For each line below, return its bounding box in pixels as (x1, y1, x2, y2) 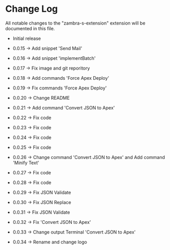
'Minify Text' (12, 160, 39, 166)
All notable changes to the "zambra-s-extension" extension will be (5, 20, 146, 26)
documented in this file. (5, 25, 55, 31)
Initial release (12, 35, 41, 41)
